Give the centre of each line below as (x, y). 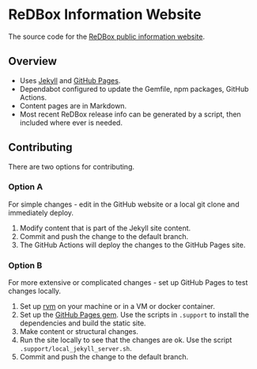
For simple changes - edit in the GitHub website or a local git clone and (124, 204)
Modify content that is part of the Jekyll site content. (105, 228)
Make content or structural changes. (79, 332)
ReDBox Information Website (105, 15)
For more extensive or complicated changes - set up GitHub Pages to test (128, 283)
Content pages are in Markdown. (73, 105)
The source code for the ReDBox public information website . (107, 36)
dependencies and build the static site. (83, 323)
